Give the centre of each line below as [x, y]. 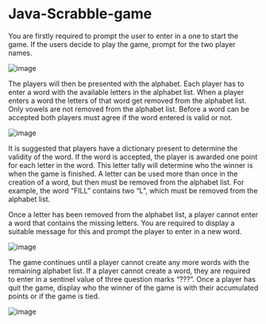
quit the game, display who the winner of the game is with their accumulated [133, 287]
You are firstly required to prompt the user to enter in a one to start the [123, 36]
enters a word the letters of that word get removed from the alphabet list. [127, 100]
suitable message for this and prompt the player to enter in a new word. [125, 231]
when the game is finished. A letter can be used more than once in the [123, 174]
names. [20, 53]
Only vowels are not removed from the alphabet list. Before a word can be [129, 109]
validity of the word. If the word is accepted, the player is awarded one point [133, 157]
